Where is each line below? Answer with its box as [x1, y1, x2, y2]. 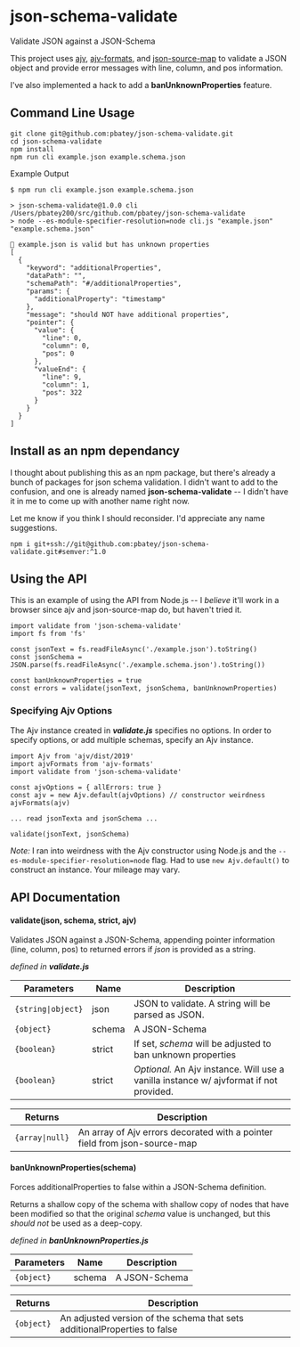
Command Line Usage [10, 105, 135, 121]
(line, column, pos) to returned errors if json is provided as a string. [10, 944, 256, 955]
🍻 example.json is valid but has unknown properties [10, 240, 210, 249]
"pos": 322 [42, 388, 83, 397]
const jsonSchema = [10, 653, 83, 662]
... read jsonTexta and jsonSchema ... [10, 813, 158, 823]
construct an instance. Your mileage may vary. [10, 864, 181, 875]
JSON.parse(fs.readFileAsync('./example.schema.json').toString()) [10, 661, 266, 670]
